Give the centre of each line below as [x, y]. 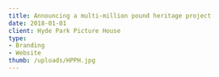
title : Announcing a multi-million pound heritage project [110, 16]
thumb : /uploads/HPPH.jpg [52, 61]
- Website [25, 53]
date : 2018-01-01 [38, 23]
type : [17, 38]
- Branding [27, 46]
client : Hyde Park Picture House [65, 30]
